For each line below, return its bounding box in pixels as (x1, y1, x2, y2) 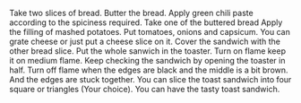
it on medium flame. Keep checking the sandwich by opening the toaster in (9, 56, 286, 65)
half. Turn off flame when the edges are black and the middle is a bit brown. (9, 64, 288, 75)
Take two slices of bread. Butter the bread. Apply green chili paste (9, 8, 254, 18)
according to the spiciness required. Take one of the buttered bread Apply (9, 17, 283, 28)
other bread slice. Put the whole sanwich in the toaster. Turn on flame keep (9, 46, 287, 56)
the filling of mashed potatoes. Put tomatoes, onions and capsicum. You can (9, 27, 291, 37)
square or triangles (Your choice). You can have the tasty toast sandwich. (9, 84, 280, 94)
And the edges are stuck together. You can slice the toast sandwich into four (9, 74, 292, 84)
